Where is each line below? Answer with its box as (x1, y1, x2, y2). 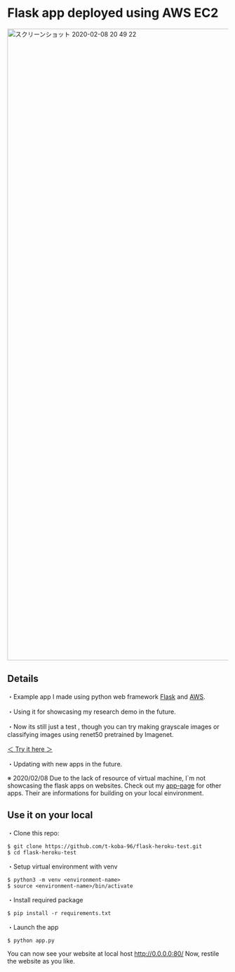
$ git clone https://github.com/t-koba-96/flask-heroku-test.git (7, 842, 202, 850)
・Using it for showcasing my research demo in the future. (7, 707, 177, 716)
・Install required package (7, 895, 83, 904)
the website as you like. (7, 957, 75, 965)
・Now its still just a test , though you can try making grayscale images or (7, 722, 220, 731)
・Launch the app (7, 923, 59, 931)
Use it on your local (7, 809, 93, 821)
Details (7, 673, 39, 685)
